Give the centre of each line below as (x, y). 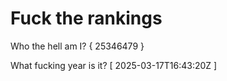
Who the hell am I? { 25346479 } (77, 46)
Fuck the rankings (86, 18)
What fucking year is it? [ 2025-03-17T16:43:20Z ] (114, 65)
